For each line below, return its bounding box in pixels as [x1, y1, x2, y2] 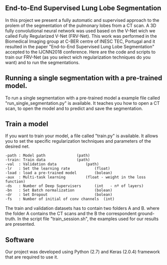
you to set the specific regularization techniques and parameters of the [5, 138, 151, 144]
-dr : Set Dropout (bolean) [5, 192, 113, 197]
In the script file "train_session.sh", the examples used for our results [17, 216, 159, 222]
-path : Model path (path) [5, 153, 91, 158]
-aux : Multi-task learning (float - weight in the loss [5, 175, 146, 180]
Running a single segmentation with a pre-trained [5, 74, 163, 83]
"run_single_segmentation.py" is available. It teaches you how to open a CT [5, 100, 160, 106]
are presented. [5, 221, 35, 227]
